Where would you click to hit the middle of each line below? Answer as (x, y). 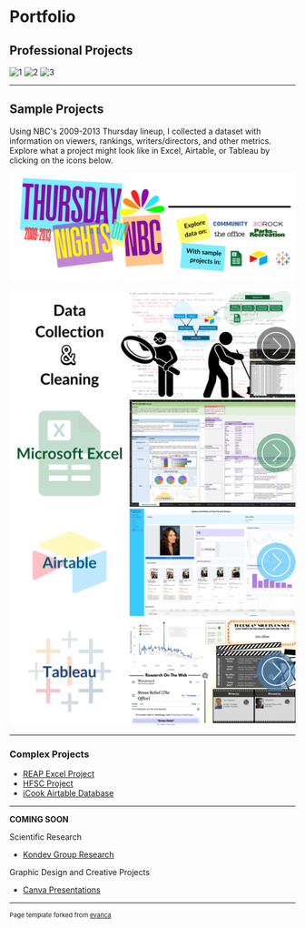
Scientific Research (46, 837)
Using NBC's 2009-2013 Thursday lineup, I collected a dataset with (135, 131)
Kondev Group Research (69, 855)
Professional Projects (71, 50)
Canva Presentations (62, 890)
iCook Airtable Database (68, 793)
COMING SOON (39, 820)
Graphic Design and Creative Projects (80, 873)
